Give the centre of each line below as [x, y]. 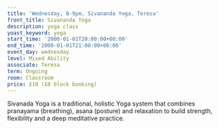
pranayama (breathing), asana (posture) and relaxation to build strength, [110, 111]
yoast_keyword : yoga [37, 33]
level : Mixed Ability [38, 59]
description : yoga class [43, 26]
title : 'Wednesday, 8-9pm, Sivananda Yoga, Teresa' [83, 13]
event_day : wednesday [38, 52]
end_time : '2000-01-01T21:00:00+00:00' [65, 46]
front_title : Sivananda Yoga [49, 20]
